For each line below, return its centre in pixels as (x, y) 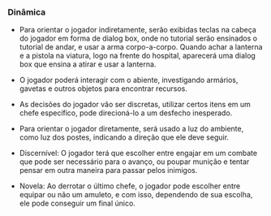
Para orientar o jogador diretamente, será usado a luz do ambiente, (131, 129)
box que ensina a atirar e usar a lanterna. (88, 64)
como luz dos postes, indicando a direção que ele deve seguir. (124, 137)
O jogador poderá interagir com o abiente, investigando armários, (129, 80)
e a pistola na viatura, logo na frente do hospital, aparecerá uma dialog (138, 56)
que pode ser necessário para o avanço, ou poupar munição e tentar (134, 162)
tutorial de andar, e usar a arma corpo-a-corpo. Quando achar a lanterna (141, 47)
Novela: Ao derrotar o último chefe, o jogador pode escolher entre (130, 186)
